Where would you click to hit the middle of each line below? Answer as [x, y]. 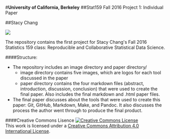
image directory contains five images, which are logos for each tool [91, 73]
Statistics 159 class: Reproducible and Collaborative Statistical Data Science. [85, 47]
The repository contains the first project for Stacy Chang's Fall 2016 [76, 42]
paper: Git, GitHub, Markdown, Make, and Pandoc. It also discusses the [87, 105]
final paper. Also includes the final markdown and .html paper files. [90, 94]
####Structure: [21, 57]
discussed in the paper [44, 78]
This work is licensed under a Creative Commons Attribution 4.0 [72, 126]
